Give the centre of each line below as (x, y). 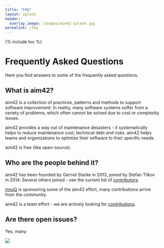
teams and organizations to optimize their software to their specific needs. (80, 138)
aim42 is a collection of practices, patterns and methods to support (73, 102)
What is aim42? (29, 90)
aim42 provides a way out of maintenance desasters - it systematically (76, 127)
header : (13, 19)
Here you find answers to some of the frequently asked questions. (72, 75)
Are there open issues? (41, 219)
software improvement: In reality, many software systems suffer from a (76, 107)
